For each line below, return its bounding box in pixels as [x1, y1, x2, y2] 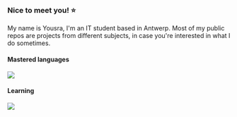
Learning [7, 87, 35, 95]
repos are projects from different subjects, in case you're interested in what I [7, 32, 231, 40]
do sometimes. [7, 39, 51, 47]
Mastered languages [7, 55, 69, 63]
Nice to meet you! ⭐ [7, 5, 76, 15]
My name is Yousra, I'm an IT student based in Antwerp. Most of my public [7, 24, 225, 32]
